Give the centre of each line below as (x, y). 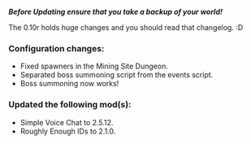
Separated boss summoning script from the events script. (117, 75)
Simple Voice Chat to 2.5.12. (67, 122)
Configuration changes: (56, 48)
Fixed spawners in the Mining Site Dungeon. (94, 66)
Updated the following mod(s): (70, 105)
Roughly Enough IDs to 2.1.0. (68, 131)
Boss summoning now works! (69, 84)
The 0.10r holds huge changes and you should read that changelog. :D (126, 27)
